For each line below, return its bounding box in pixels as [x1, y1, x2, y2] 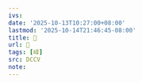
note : [8, 63, 26, 71]
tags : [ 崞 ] [8, 48, 44, 56]
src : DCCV [8, 56, 41, 64]
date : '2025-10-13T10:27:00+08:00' [8, 19, 126, 27]
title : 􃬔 [8, 33, 37, 42]
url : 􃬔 [8, 41, 30, 49]
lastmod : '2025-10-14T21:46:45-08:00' [8, 26, 136, 34]
